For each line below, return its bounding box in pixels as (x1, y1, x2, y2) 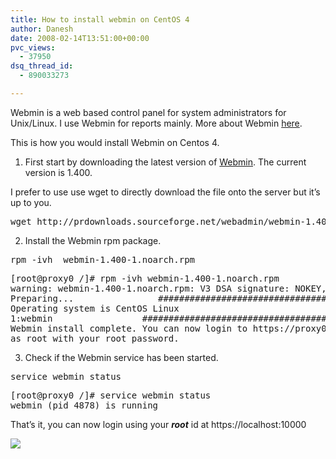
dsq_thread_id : (10, 61, 74, 71)
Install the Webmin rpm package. (24, 234, 162, 246)
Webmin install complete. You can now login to (10, 322, 248, 334)
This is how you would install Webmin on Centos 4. (10, 136, 220, 148)
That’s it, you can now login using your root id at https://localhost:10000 (10, 418, 307, 430)
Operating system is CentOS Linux (10, 302, 180, 314)
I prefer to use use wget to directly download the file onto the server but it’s (10, 186, 321, 198)
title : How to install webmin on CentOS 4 (10, 14, 190, 25)
